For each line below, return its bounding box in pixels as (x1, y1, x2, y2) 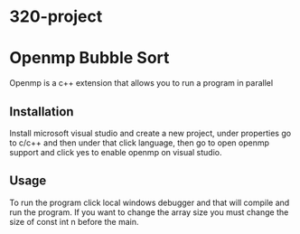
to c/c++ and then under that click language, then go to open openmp (9, 137, 269, 148)
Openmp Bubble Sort (9, 48, 170, 69)
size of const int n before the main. (9, 216, 139, 227)
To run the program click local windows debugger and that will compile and (9, 197, 290, 208)
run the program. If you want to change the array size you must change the (9, 206, 289, 218)
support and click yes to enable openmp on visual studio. (9, 146, 223, 157)
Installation (9, 104, 74, 119)
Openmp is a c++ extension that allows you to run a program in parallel (9, 78, 274, 89)
